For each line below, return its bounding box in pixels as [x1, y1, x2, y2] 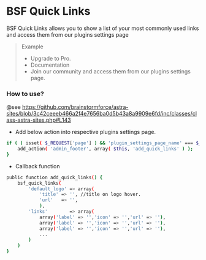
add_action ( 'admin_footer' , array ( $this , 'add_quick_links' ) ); [17, 146, 193, 152]
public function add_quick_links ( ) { [6, 174, 103, 180]
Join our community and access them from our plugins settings [30, 67, 191, 75]
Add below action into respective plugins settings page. [15, 128, 156, 136]
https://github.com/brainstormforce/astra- [22, 103, 129, 111]
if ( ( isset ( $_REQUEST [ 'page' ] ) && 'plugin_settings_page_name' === [6, 140, 194, 146]
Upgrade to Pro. [30, 54, 72, 62]
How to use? [6, 89, 44, 98]
